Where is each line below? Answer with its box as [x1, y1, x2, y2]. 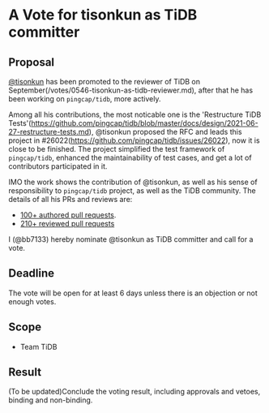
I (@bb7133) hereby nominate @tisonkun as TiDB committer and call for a [8, 234, 254, 244]
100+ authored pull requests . [19, 210, 117, 220]
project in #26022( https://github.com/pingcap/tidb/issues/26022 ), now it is [8, 136, 261, 145]
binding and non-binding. [8, 395, 93, 405]
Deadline [8, 266, 55, 281]
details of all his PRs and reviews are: [8, 195, 133, 204]
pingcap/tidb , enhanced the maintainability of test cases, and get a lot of [8, 153, 253, 162]
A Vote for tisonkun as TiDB [8, 6, 198, 24]
